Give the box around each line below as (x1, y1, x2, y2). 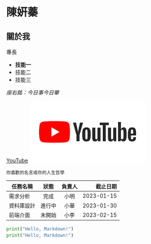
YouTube (6, 157, 28, 164)
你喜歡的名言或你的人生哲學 (6, 169, 65, 175)
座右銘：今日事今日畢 (6, 89, 59, 96)
